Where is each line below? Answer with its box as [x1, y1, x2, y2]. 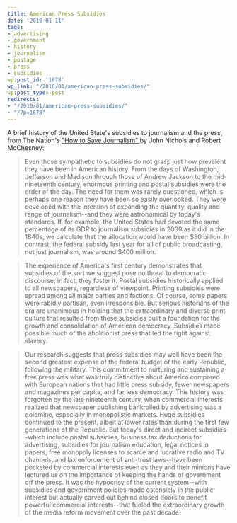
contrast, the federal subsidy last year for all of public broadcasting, [24, 240, 223, 248]
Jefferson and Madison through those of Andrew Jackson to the [24, 172, 212, 180]
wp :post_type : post [7, 89, 65, 96]
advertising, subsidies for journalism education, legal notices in [24, 440, 209, 449]
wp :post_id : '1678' [7, 76, 65, 84]
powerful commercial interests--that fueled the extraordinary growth [24, 500, 225, 509]
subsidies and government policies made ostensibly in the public [24, 485, 214, 494]
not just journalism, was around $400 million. [24, 247, 156, 255]
